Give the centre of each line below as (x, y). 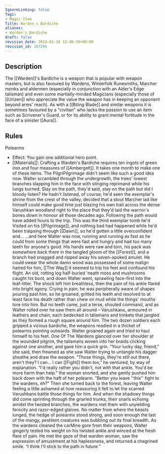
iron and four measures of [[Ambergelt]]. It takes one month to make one (86, 168)
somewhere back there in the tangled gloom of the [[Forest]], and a (81, 252)
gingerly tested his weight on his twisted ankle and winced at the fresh (84, 431)
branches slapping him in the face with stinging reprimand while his (81, 184)
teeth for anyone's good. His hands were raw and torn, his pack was (82, 247)
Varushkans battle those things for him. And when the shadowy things (83, 394)
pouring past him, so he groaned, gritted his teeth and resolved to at (82, 294)
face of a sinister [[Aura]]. (31, 120)
